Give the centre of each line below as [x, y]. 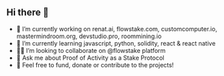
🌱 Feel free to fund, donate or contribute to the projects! [95, 64]
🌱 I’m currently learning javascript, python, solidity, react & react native [116, 43]
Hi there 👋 [28, 13]
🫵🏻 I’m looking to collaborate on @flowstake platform [91, 50]
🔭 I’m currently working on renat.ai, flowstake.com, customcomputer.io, [117, 28]
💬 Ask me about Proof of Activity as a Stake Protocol [90, 58]
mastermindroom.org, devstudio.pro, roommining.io [89, 36]
